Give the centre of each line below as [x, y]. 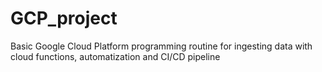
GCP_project [64, 18]
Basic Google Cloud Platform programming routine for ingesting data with [161, 46]
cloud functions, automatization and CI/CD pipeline [115, 56]
